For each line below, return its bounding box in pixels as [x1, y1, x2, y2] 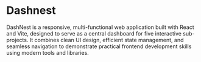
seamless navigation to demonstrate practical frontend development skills [6, 43, 192, 50]
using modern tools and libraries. [6, 49, 90, 56]
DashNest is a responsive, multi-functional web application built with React [6, 23, 194, 31]
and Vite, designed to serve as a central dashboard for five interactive [6, 29, 182, 37]
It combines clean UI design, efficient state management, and [29, 36, 184, 43]
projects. [6, 36, 29, 43]
